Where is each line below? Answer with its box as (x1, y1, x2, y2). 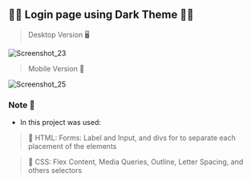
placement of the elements (27, 142, 117, 151)
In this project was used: (19, 118, 102, 127)
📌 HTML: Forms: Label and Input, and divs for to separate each (27, 133, 237, 143)
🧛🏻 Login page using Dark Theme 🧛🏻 (8, 8, 194, 22)
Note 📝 (8, 99, 35, 111)
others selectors (27, 166, 83, 175)
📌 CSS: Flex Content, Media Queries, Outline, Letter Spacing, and (27, 157, 244, 167)
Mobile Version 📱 (27, 63, 85, 73)
